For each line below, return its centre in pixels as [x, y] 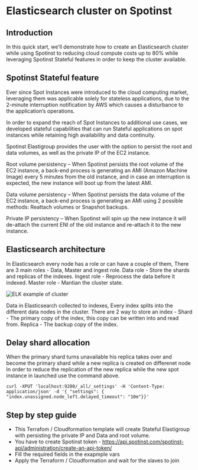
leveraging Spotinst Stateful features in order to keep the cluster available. [97, 59]
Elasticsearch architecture [56, 249]
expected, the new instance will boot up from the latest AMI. [79, 183]
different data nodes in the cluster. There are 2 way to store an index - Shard [99, 312]
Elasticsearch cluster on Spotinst [89, 11]
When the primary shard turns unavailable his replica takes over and [89, 357]
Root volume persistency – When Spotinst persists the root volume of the [95, 164]
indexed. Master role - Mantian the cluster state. [65, 282]
